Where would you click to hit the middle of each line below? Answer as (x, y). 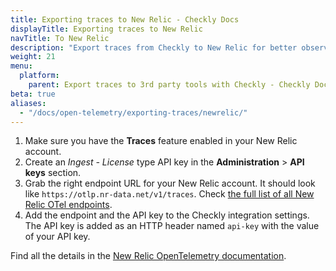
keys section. (53, 173)
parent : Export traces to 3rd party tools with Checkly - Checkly (169, 85)
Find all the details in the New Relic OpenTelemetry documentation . (148, 256)
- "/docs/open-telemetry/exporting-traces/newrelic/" (133, 112)
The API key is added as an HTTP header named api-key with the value (172, 226)
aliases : (28, 103)
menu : (21, 66)
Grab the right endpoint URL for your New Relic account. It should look (170, 183)
